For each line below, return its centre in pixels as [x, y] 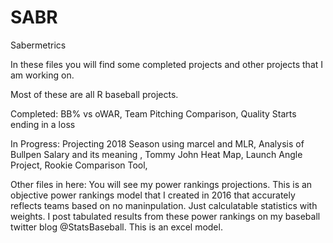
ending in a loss [43, 124]
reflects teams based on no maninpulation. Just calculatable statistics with [164, 205]
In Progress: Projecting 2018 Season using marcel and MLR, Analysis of [157, 143]
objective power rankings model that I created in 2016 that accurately [153, 195]
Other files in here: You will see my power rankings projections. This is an [161, 184]
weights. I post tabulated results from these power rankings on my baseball [165, 216]
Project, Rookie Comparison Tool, [79, 165]
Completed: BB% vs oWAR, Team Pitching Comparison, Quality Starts [153, 113]
